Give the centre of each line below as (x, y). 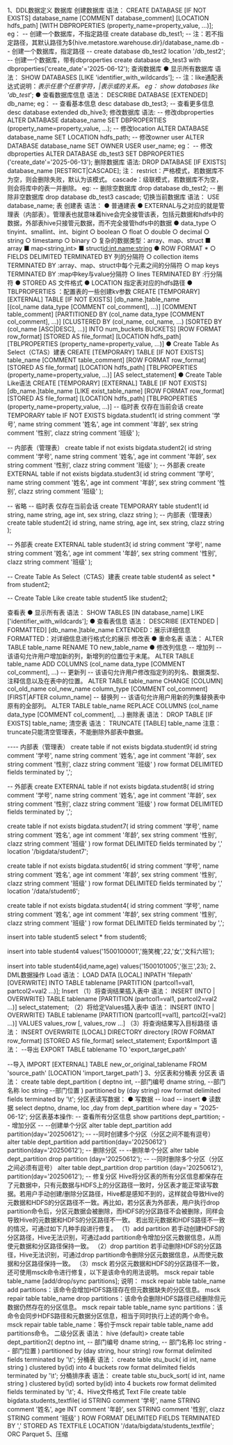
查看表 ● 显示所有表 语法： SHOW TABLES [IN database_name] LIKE (106, 612)
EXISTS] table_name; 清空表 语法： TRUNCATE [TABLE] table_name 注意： (114, 723)
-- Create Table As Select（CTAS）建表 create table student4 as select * (111, 577)
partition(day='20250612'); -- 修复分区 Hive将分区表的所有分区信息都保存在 (115, 1176)
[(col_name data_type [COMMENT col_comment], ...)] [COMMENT (102, 307)
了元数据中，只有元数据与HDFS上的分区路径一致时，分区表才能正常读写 (110, 1185)
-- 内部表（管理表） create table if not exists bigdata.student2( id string (110, 448)
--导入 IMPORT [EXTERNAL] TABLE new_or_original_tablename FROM (107, 1064)
